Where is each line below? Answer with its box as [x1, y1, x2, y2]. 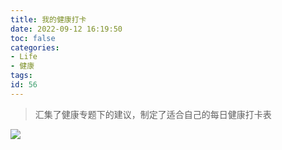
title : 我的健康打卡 [10, 14, 87, 25]
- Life [10, 52, 38, 62]
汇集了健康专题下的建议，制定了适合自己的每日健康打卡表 [34, 108, 272, 120]
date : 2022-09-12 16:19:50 [10, 24, 123, 34]
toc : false [10, 33, 56, 43]
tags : [10, 71, 33, 81]
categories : [10, 42, 60, 53]
